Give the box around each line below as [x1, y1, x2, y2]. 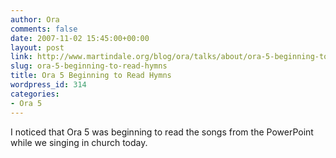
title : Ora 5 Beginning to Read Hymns [10, 71, 172, 81]
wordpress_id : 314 [10, 80, 87, 90]
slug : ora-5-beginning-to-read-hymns [10, 61, 168, 71]
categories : [10, 89, 60, 99]
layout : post [10, 42, 65, 53]
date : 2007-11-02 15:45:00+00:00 [10, 33, 150, 43]
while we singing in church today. [10, 136, 148, 148]
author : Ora [10, 14, 60, 25]
